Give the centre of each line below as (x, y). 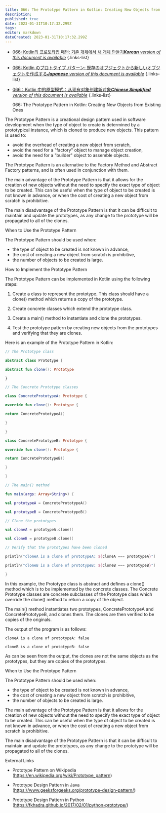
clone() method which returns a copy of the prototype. (68, 299)
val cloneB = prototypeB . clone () (40, 539)
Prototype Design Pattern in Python (48, 800)
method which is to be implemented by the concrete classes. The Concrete (82, 589)
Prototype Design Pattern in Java (46, 785)
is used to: (16, 135)
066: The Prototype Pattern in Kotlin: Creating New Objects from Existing (86, 105)
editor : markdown (23, 33)
